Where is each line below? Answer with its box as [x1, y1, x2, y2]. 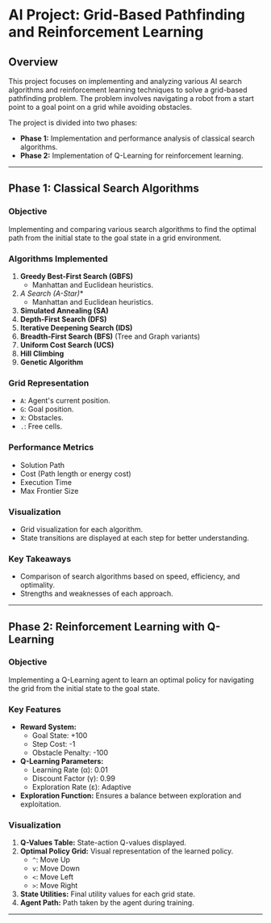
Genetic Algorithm [19, 357, 84, 367]
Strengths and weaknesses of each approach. [19, 588, 173, 599]
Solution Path [19, 460, 65, 470]
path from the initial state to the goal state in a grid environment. [8, 233, 222, 242]
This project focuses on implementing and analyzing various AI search [8, 77, 242, 86]
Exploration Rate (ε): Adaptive [31, 782, 131, 792]
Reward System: [19, 722, 77, 732]
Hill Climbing [19, 348, 65, 358]
